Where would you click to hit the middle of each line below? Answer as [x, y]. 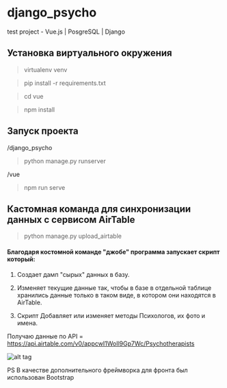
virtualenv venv [45, 69]
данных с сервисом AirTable [71, 220]
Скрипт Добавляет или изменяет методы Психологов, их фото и [111, 315]
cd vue [34, 96]
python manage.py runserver [65, 161]
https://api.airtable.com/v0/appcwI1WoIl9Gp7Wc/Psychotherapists [101, 343]
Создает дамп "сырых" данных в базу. [73, 274]
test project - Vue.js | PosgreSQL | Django [66, 32]
